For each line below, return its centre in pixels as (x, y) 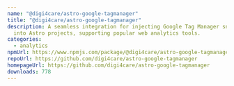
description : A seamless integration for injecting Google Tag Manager (113, 26)
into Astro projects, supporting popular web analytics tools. (107, 33)
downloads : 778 (29, 71)
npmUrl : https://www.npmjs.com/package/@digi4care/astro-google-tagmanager (119, 53)
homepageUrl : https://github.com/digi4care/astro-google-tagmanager (109, 65)
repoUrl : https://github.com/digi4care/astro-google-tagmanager (102, 59)
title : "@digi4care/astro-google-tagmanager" (74, 20)
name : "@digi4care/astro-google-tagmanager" (73, 14)
